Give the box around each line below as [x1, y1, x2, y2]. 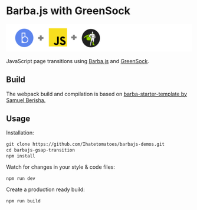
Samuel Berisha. [6, 96, 46, 104]
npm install [6, 153, 35, 159]
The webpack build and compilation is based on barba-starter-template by [6, 90, 188, 97]
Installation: [6, 129, 34, 136]
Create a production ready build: [6, 186, 86, 193]
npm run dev [6, 176, 35, 182]
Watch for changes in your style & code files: [6, 163, 115, 170]
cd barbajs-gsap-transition [6, 147, 75, 153]
